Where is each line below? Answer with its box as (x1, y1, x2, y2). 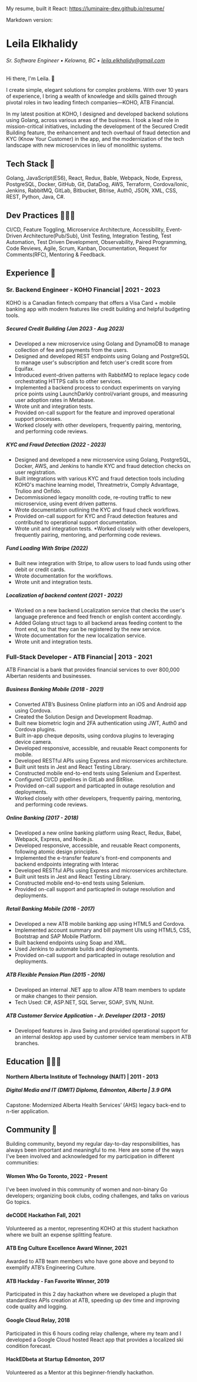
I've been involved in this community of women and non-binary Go (6, 1186, 168, 1193)
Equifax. (14, 365, 35, 372)
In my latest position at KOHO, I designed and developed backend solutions (6, 110, 189, 117)
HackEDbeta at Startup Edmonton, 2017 (6, 1355, 105, 1363)
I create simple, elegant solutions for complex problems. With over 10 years (6, 87, 189, 94)
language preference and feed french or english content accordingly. (14, 613, 182, 620)
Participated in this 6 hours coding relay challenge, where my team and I (6, 1330, 182, 1337)
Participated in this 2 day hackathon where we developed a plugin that (6, 1291, 177, 1298)
